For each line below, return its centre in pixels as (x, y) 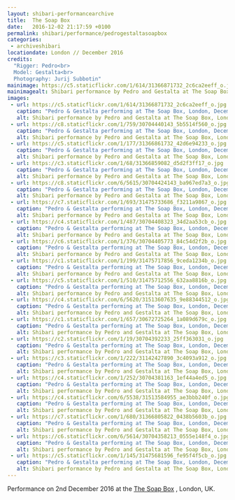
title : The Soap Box (39, 20)
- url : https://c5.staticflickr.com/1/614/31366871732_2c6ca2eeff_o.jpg (119, 105)
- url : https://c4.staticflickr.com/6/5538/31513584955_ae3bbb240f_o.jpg (120, 397)
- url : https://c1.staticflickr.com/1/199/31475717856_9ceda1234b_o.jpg (119, 261)
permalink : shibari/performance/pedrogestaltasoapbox (87, 33)
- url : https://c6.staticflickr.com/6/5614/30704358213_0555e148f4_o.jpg (120, 436)
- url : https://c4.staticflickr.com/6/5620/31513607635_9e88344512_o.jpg (120, 300)
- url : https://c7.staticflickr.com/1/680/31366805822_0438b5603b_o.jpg (119, 417)
